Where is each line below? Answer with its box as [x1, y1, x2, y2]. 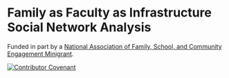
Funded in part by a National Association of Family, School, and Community [7, 42, 223, 50]
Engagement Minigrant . [7, 50, 74, 58]
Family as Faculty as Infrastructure [7, 5, 212, 21]
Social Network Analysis [7, 19, 152, 35]
